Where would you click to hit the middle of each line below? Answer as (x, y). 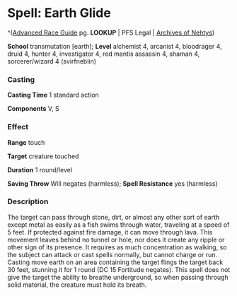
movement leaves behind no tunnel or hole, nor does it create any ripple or (116, 239)
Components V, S (33, 109)
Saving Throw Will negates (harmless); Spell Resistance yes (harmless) (112, 183)
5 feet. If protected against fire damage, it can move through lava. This (110, 232)
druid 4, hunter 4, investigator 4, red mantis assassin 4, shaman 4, (104, 54)
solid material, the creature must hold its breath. (77, 285)
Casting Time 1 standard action (53, 95)
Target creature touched (43, 156)
